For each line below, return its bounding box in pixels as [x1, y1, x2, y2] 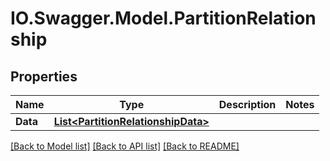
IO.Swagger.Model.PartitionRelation [10, 7, 317, 30]
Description [218, 98, 277, 111]
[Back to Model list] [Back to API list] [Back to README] [10, 140, 240, 152]
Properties [10, 68, 78, 85]
